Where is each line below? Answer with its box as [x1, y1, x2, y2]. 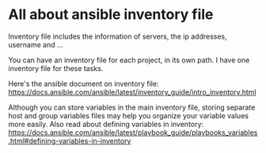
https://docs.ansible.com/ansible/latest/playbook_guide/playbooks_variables [8, 128, 258, 137]
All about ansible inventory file [8, 6, 214, 24]
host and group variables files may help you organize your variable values [8, 110, 249, 120]
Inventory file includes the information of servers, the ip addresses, [8, 32, 227, 41]
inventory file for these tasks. [8, 63, 104, 73]
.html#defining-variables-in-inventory [8, 136, 131, 145]
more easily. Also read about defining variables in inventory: [8, 119, 204, 129]
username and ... [8, 39, 63, 49]
